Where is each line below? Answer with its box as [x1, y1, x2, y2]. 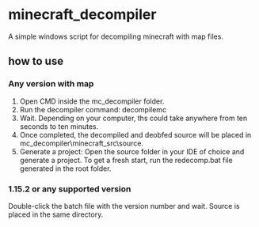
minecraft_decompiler [8, 6, 157, 24]
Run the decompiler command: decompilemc [19, 104, 167, 114]
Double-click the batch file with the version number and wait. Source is [8, 201, 240, 210]
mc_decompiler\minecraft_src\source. [19, 138, 144, 148]
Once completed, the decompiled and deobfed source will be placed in [19, 130, 252, 139]
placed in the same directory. [8, 210, 104, 219]
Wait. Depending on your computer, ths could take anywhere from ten [19, 113, 248, 123]
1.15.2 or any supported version [8, 183, 131, 195]
